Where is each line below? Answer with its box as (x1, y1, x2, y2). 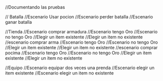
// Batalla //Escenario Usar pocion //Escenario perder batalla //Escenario (5, 14, 153, 19)
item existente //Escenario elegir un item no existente (5, 70, 114, 76)
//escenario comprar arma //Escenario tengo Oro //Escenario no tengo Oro (5, 39, 158, 45)
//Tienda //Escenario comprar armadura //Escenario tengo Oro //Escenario (5, 29, 158, 34)
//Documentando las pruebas (5, 4, 66, 10)
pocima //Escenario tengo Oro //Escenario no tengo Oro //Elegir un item (5, 50, 152, 56)
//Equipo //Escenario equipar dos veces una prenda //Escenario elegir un (5, 65, 155, 71)
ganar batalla (5, 19, 32, 25)
